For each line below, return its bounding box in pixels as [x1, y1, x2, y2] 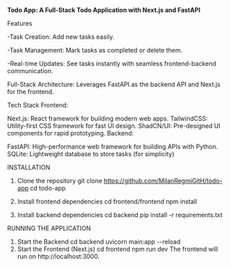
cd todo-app [30, 184, 66, 192]
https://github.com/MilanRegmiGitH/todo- [103, 176, 223, 185]
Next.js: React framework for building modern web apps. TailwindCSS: [7, 114, 209, 122]
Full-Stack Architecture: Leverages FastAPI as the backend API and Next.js [7, 80, 220, 89]
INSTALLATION [7, 163, 51, 172]
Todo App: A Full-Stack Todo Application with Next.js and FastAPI [7, 6, 201, 14]
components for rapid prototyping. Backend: [7, 129, 134, 137]
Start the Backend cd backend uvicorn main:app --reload [17, 238, 181, 246]
